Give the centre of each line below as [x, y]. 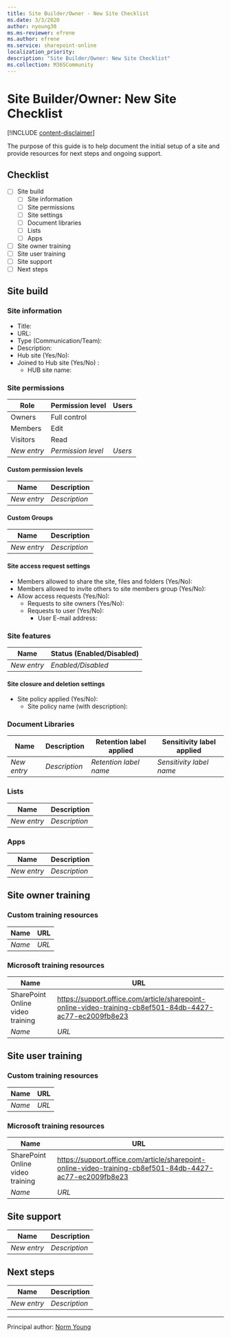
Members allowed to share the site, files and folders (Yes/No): [104, 581]
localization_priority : [41, 52]
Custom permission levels [45, 469]
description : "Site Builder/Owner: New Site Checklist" [89, 59]
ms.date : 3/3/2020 [33, 20]
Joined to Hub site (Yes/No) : [58, 362]
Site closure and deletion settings [56, 683]
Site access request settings [49, 566]
